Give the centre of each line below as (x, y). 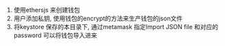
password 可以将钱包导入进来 (55, 35)
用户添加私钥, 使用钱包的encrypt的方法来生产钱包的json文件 (98, 18)
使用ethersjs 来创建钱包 (47, 10)
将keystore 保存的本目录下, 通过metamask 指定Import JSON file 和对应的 (116, 27)
